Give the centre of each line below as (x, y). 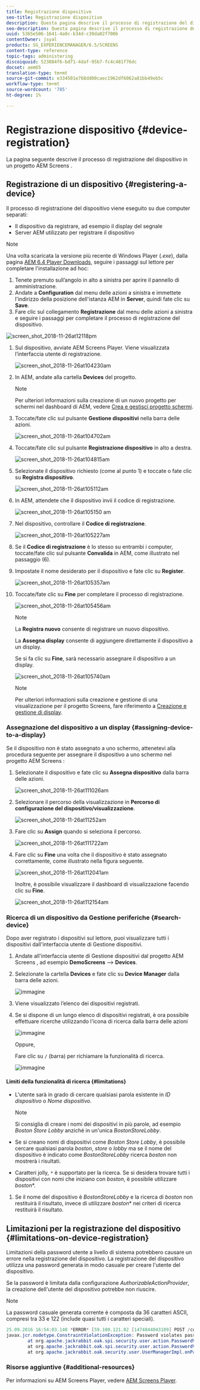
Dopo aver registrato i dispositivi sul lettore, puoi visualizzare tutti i (88, 938)
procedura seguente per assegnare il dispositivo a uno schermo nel (89, 754)
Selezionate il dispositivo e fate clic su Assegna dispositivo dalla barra (102, 772)
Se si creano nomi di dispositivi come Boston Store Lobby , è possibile (100, 1142)
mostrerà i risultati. (38, 1161)
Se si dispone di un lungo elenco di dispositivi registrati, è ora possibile (102, 1015)
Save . (22, 305)
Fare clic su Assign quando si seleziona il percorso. (78, 831)
